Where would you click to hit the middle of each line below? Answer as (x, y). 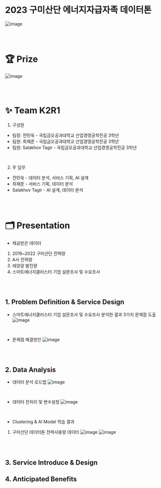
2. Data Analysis (31, 370)
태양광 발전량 (25, 265)
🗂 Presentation (37, 226)
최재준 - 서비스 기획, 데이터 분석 (43, 184)
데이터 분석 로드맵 (29, 382)
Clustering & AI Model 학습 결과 (43, 422)
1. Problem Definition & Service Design (65, 302)
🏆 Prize (22, 59)
